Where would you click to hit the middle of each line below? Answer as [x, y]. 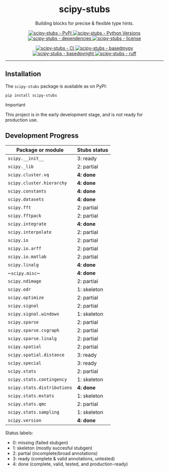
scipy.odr [19, 289]
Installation [23, 74]
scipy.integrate [27, 224]
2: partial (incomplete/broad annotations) [55, 453]
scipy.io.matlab [27, 256]
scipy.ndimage [25, 281]
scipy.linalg [23, 265]
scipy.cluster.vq [28, 175]
